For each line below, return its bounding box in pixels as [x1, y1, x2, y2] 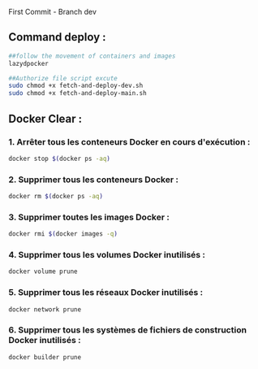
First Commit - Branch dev [8, 7, 97, 16]
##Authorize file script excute [8, 74, 118, 82]
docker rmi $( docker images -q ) [8, 230, 118, 238]
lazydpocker [8, 59, 49, 67]
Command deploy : [8, 30, 107, 44]
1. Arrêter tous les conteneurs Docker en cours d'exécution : [8, 136, 251, 147]
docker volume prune [8, 267, 79, 276]
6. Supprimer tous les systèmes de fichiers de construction [8, 324, 247, 336]
